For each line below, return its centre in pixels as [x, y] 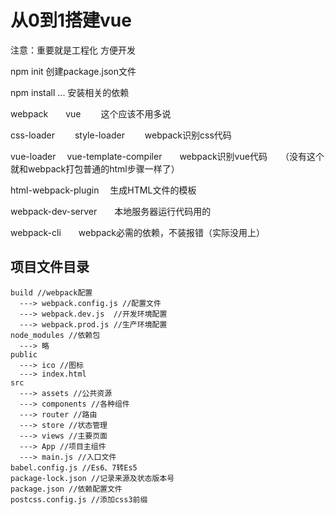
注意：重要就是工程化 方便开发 [73, 50]
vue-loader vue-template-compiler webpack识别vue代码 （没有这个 [167, 156]
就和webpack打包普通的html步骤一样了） [95, 168]
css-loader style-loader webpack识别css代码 [121, 135]
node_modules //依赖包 [55, 335]
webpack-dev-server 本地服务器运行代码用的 [111, 211]
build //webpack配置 [51, 292]
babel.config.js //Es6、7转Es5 [74, 467]
